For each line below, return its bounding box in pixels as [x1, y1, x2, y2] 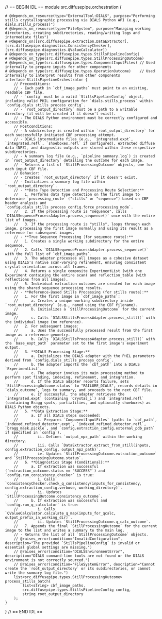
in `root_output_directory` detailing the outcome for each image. [5, 158, 145, 163]
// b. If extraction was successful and [14, 498, 108, 503]
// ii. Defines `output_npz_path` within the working [14, 434, 142, 439]
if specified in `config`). [5, 430, 62, 435]
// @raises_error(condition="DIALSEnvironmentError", [14, 549, 125, 554]
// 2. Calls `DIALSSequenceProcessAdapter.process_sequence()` [14, 247, 149, 252]
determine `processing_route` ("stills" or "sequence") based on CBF [5, 196, 149, 201]
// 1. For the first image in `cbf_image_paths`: [14, 294, 120, 299]
